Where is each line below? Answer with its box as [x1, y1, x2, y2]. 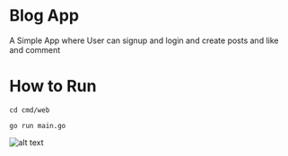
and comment [9, 44, 61, 55]
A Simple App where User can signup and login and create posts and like [9, 35, 279, 46]
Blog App [9, 5, 79, 26]
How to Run [9, 76, 97, 97]
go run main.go [9, 121, 66, 130]
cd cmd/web [9, 105, 50, 115]
